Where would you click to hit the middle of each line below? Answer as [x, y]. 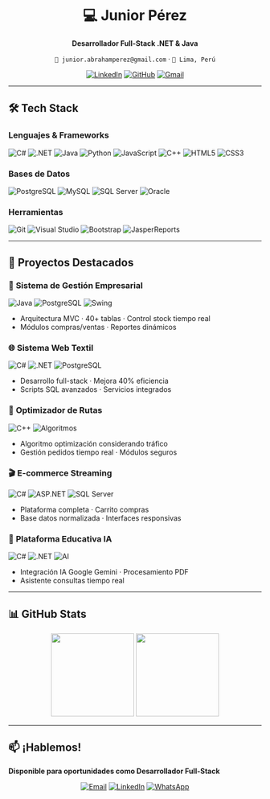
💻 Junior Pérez [135, 16]
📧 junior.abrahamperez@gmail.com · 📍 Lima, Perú [135, 59]
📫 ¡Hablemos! [45, 748]
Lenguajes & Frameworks [59, 135]
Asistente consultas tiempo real [72, 581]
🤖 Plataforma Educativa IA [60, 538]
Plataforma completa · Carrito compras [84, 509]
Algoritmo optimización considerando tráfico [94, 443]
